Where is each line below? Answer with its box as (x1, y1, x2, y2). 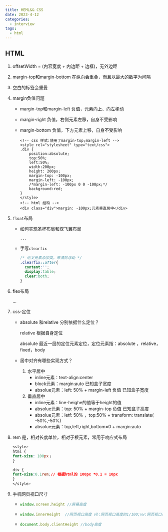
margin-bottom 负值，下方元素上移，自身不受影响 (19, 127, 122, 133)
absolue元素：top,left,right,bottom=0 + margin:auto (34, 424, 141, 430)
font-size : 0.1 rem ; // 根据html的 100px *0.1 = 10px (12, 472, 118, 477)
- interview (9, 21, 35, 27)
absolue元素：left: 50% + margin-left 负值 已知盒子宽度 (34, 387, 149, 393)
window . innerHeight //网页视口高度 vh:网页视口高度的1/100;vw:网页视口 (19, 512, 162, 517)
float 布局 (12, 215, 33, 221)
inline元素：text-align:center (34, 375, 93, 381)
